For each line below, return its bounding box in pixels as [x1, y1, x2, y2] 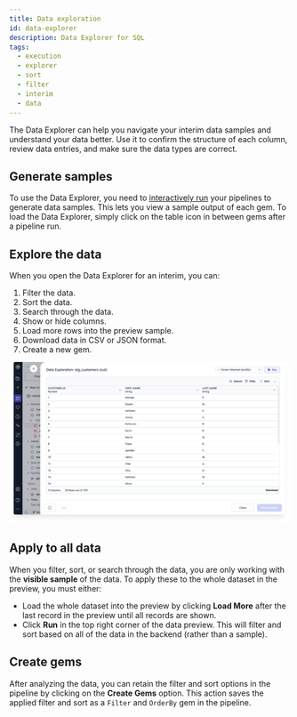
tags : [9, 43, 29, 52]
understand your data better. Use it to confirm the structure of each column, [9, 133, 288, 144]
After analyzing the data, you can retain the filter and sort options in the [9, 678, 271, 689]
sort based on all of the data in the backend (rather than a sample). [21, 628, 269, 640]
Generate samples [9, 169, 113, 184]
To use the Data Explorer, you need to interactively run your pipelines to [9, 192, 272, 204]
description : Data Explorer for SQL [9, 33, 145, 42]
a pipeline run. [9, 221, 62, 231]
